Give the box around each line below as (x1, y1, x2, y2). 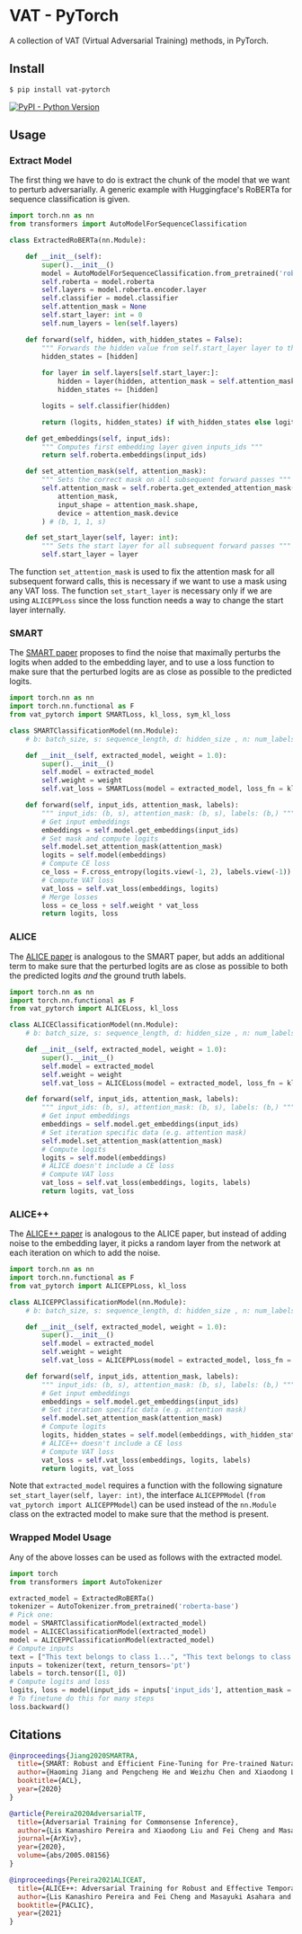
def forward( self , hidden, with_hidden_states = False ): (25, 334, 244, 344)
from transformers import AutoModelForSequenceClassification (9, 219, 247, 229)
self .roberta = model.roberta (41, 277, 155, 286)
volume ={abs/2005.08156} (17, 1851, 111, 1860)
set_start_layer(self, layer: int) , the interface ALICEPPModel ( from (9, 1490, 266, 1501)
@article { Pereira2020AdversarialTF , (9, 1809, 147, 1818)
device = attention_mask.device (57, 509, 179, 518)
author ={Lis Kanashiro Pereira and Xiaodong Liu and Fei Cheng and (17, 1826, 276, 1835)
